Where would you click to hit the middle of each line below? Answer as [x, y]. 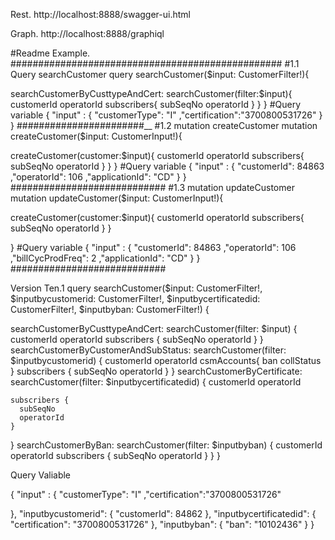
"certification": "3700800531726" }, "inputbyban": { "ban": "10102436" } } [162, 524]
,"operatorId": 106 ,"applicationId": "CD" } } [98, 177]
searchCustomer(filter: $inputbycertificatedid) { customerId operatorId [156, 382]
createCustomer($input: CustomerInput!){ [96, 136]
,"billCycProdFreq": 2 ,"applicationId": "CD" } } [105, 258]
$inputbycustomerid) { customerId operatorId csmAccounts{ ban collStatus [166, 360]
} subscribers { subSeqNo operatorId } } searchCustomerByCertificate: [156, 371]
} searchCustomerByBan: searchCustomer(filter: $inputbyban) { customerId [166, 445]
